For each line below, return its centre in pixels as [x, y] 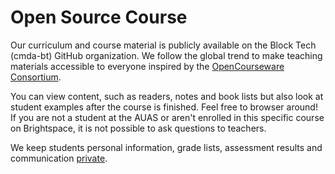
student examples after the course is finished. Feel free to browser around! [164, 107]
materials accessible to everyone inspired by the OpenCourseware [147, 66]
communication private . [59, 158]
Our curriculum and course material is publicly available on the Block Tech [163, 45]
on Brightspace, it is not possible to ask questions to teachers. [138, 128]
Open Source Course [99, 17]
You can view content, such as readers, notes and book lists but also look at [167, 96]
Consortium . [36, 77]
